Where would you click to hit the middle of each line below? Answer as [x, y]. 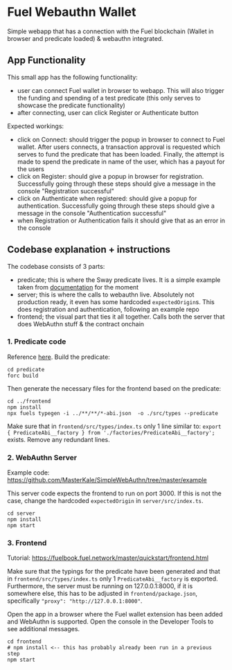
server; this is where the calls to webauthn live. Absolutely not [106, 294]
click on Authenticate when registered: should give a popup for [107, 198]
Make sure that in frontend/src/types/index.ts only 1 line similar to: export [114, 426]
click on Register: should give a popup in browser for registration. [110, 176]
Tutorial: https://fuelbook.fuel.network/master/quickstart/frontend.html [108, 558]
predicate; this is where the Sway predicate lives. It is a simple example [119, 280]
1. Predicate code [37, 342]
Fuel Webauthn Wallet [72, 12]
